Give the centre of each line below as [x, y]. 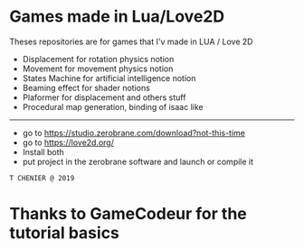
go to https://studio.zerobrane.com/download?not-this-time [134, 133]
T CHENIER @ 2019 [42, 178]
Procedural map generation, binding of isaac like [113, 106]
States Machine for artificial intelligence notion [109, 78]
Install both [43, 152]
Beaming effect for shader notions [86, 87]
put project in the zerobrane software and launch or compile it [138, 161]
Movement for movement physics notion [98, 69]
